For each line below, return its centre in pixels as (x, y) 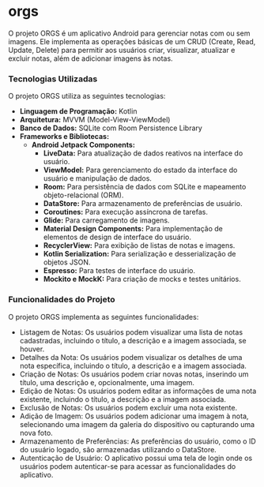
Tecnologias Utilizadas (53, 79)
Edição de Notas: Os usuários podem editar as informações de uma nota (138, 391)
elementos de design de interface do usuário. (117, 237)
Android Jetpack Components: (83, 145)
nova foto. (36, 433)
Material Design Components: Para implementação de (133, 229)
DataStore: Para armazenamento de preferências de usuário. (143, 204)
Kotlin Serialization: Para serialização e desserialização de (140, 254)
